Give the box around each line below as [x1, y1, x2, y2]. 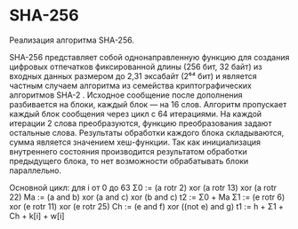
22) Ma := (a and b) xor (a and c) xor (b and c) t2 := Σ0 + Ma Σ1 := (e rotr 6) [9, 192, 286, 202]
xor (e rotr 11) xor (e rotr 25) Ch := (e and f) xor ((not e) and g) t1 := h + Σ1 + [9, 201, 285, 211]
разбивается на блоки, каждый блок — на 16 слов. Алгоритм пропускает [9, 99, 287, 109]
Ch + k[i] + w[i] [9, 210, 65, 221]
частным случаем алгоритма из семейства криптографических [9, 80, 252, 91]
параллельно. [9, 165, 62, 176]
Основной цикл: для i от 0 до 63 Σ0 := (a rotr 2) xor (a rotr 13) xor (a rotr [9, 182, 278, 193]
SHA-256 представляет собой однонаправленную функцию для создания [9, 51, 290, 62]
